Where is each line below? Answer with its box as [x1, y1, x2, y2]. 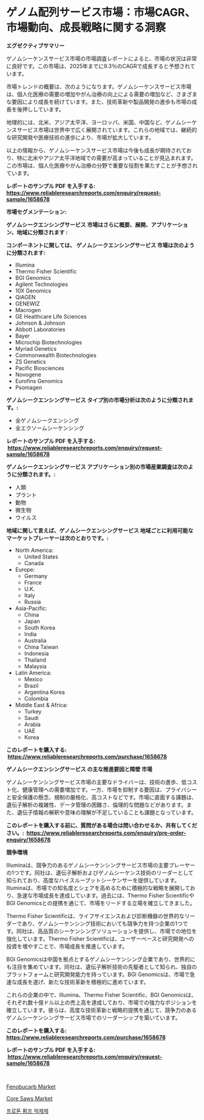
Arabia [24, 721, 41, 728]
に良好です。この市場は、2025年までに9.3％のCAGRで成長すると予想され [6, 62, 190, 70]
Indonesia [24, 650, 49, 657]
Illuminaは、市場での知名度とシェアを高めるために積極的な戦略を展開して [6, 884, 190, 891]
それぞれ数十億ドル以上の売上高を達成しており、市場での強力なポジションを [6, 999, 197, 1006]
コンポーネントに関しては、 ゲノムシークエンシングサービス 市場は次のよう [6, 241, 195, 249]
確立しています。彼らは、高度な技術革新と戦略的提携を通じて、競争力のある [6, 1006, 197, 1014]
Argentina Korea [24, 688, 65, 696]
